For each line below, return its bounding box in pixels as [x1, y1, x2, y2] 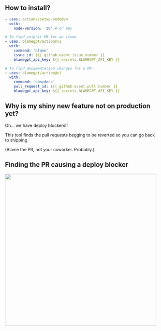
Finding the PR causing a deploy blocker [5, 160, 129, 169]
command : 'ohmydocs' [14, 80, 55, 85]
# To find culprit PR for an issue [5, 35, 77, 39]
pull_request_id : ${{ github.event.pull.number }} [14, 84, 118, 89]
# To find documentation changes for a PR [5, 66, 92, 71]
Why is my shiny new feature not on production [5, 102, 151, 110]
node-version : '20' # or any [14, 26, 73, 31]
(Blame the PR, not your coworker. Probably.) [5, 146, 95, 152]
